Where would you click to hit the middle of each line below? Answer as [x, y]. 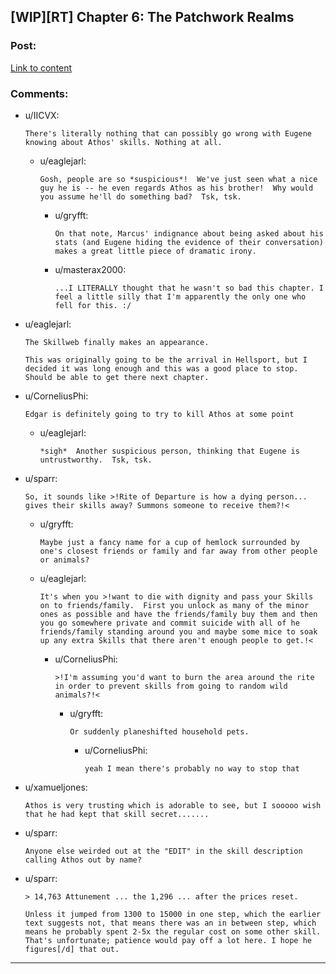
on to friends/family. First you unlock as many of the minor [174, 605]
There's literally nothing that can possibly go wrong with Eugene [168, 133]
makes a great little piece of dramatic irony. [155, 251]
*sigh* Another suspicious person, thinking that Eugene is [169, 451]
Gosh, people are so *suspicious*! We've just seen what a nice [178, 179]
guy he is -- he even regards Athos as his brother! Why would [176, 188]
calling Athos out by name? [83, 860]
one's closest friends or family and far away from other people [178, 551]
